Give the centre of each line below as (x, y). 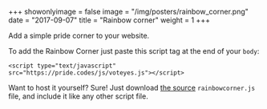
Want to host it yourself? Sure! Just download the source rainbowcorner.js (131, 88)
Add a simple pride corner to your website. (79, 36)
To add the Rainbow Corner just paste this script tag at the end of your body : (134, 51)
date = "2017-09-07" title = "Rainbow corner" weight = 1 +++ (109, 20)
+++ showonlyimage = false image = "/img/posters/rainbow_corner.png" (128, 12)
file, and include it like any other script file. (78, 96)
